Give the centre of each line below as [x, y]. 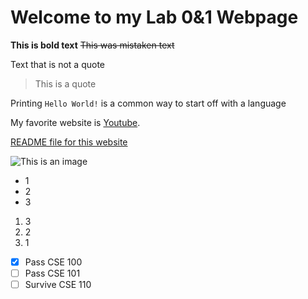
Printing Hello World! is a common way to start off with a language [148, 103]
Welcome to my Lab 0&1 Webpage [154, 17]
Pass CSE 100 [53, 262]
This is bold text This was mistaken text [92, 45]
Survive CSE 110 [58, 285]
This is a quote [65, 83]
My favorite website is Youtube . [75, 122]
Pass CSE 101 [52, 273]
